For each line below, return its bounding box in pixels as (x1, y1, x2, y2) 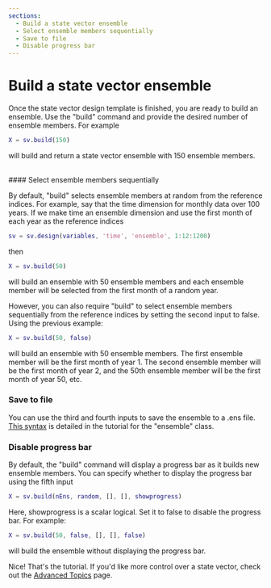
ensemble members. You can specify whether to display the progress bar (8, 468, 252, 478)
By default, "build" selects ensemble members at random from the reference (8, 191, 263, 200)
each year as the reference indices (8, 216, 124, 226)
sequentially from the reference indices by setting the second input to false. (8, 309, 261, 319)
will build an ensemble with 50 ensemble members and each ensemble (8, 276, 244, 287)
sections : (8, 11, 42, 20)
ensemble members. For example (8, 120, 119, 130)
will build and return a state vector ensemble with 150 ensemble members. (8, 150, 256, 160)
